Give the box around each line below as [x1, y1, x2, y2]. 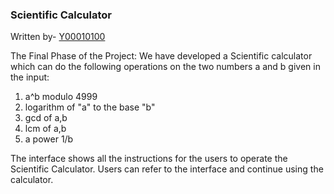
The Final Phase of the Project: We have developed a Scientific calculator [10, 50, 313, 62]
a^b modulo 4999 [24, 91, 98, 103]
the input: [10, 71, 50, 83]
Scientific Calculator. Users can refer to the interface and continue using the [10, 163, 324, 175]
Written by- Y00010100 [10, 31, 106, 43]
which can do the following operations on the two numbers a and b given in [10, 61, 321, 73]
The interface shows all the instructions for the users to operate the [10, 153, 288, 165]
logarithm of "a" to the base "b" [24, 101, 156, 113]
